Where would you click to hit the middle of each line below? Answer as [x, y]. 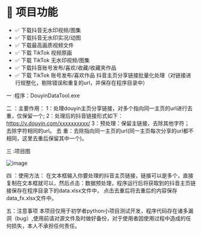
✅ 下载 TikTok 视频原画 [43, 52]
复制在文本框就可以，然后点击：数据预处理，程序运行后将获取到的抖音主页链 [101, 183]
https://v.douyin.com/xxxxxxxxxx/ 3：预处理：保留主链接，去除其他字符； [98, 123]
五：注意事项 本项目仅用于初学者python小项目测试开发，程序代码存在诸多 [97, 210]
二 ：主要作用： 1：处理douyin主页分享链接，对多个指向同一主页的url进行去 [99, 108]
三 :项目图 [18, 151]
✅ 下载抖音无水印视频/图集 [48, 30]
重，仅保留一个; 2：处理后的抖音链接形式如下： [65, 115]
